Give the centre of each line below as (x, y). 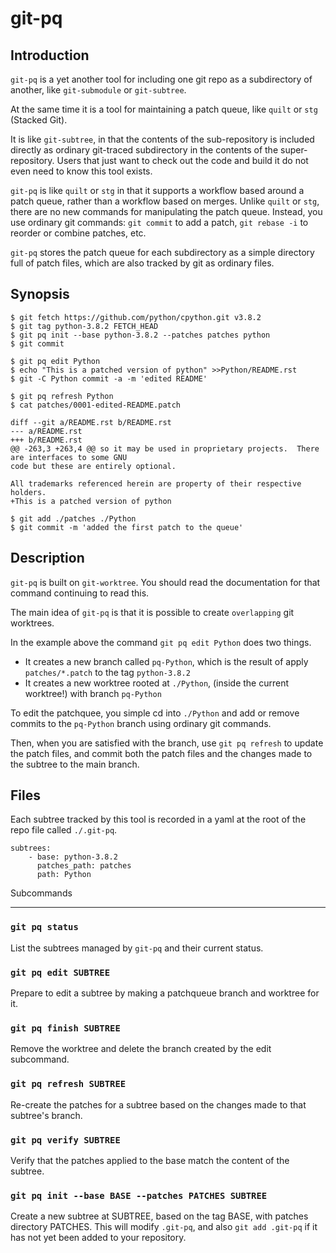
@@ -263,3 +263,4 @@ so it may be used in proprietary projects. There (165, 448)
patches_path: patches (84, 866)
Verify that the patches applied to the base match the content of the (150, 1160)
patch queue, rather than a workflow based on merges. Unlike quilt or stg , (165, 201)
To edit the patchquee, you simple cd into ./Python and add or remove (155, 713)
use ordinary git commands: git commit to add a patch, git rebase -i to (159, 222)
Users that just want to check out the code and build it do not (182, 160)
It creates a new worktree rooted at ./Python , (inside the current (157, 683)
